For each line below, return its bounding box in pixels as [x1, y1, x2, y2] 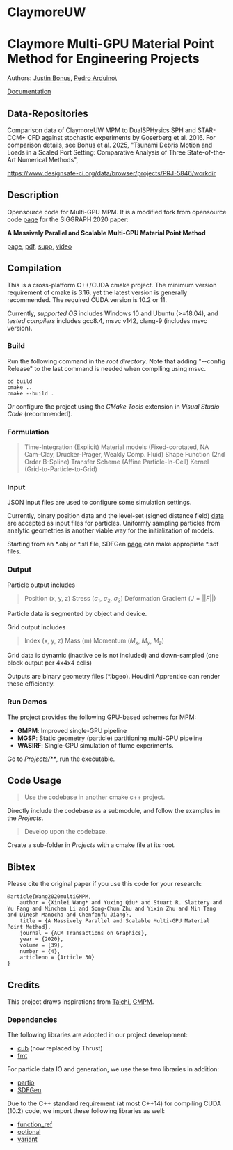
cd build [7, 377, 33, 385]
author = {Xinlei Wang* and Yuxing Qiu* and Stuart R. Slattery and [19, 899, 223, 906]
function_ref [17, 1120, 53, 1128]
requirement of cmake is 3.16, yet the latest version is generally [7, 288, 188, 297]
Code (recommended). [7, 409, 73, 418]
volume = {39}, [19, 942, 64, 949]
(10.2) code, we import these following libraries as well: [7, 1107, 166, 1115]
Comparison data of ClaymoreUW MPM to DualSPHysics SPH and [7, 126, 196, 134]
